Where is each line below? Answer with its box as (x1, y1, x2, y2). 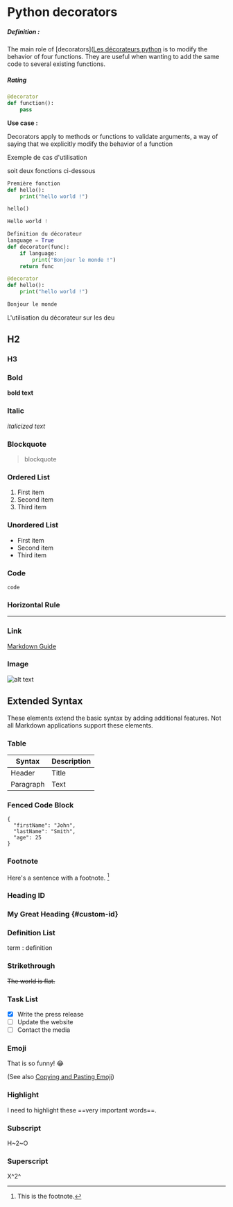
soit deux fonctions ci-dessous (7, 166, 96, 174)
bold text (7, 388, 33, 397)
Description (51, 756, 92, 766)
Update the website (17, 1018, 74, 1026)
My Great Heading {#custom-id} (7, 910, 119, 919)
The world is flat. (7, 977, 55, 985)
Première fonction (7, 180, 60, 187)
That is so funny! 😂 (7, 1059, 64, 1067)
